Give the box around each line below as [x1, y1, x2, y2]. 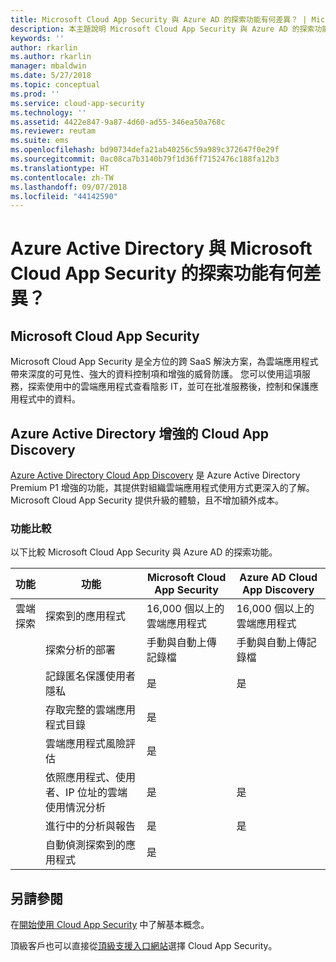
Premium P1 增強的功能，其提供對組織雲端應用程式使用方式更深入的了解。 [10, 482, 315, 494]
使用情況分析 [45, 801, 107, 815]
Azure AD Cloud [239, 571, 318, 585]
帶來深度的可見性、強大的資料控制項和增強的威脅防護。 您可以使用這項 [10, 368, 302, 380]
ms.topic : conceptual [10, 80, 101, 90]
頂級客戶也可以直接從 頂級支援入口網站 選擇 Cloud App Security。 [10, 940, 278, 952]
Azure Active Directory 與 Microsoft [10, 237, 313, 260]
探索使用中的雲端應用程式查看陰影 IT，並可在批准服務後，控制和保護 [27, 381, 310, 393]
